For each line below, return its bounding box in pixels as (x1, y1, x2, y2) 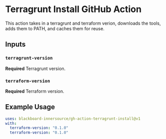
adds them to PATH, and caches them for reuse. (5, 25, 105, 31)
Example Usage (5, 103, 55, 111)
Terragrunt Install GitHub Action (5, 4, 142, 15)
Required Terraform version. (5, 88, 64, 94)
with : (5, 121, 17, 126)
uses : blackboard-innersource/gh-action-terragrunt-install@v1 (5, 116, 141, 121)
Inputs (5, 40, 26, 49)
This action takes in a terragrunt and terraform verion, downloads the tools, (5, 20, 161, 26)
